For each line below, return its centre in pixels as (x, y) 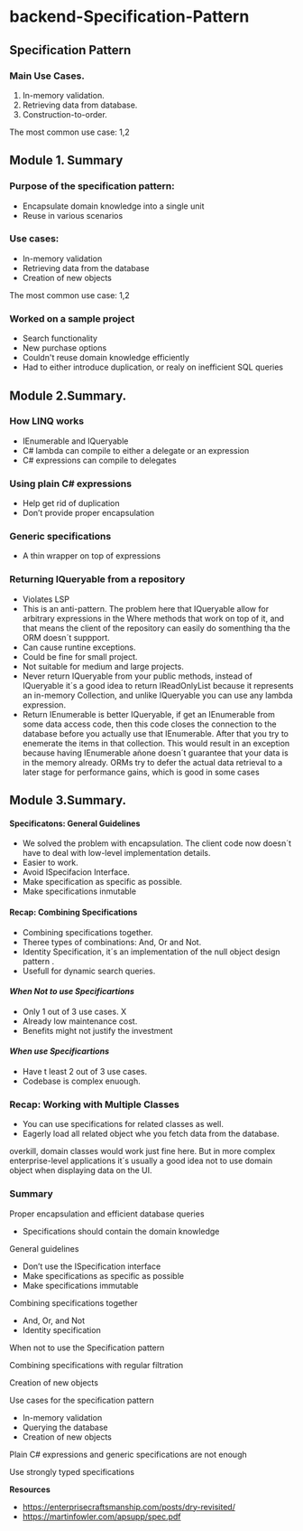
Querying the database (65, 1427)
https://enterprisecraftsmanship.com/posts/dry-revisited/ (129, 1507)
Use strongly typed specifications (72, 1471)
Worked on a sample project (72, 318)
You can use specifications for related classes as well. (123, 1124)
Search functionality (60, 338)
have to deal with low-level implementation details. (116, 853)
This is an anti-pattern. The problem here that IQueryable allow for (145, 608)
